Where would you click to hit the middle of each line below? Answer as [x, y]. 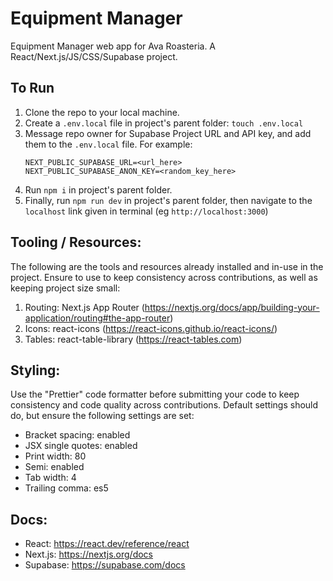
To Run [32, 88]
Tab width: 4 [50, 478]
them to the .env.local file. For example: [108, 144]
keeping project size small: [65, 288]
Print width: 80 [55, 456]
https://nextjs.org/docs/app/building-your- [232, 307]
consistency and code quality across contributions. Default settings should [164, 405]
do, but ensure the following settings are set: [102, 416]
